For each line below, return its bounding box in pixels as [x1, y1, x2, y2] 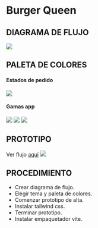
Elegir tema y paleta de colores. [14, 190, 93, 197]
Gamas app [6, 103, 35, 110]
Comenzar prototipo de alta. [14, 196, 84, 204]
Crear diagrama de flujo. [14, 184, 75, 191]
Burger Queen [6, 4, 77, 17]
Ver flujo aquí [6, 151, 39, 158]
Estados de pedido [6, 76, 53, 83]
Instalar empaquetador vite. [14, 215, 83, 223]
